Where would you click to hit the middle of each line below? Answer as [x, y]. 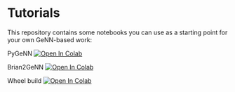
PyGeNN [20, 53]
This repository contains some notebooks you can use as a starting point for [117, 32]
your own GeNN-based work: [50, 39]
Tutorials [34, 13]
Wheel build [25, 80]
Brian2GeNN [26, 67]
